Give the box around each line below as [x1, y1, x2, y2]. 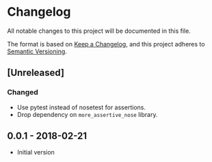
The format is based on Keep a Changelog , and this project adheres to [7, 40, 205, 48]
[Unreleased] [7, 67, 65, 79]
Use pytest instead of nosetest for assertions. [16, 103, 146, 111]
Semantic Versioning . [7, 47, 67, 55]
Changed [7, 87, 39, 97]
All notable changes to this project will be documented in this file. [7, 27, 191, 35]
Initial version [16, 148, 55, 157]
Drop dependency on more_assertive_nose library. [16, 110, 158, 118]
